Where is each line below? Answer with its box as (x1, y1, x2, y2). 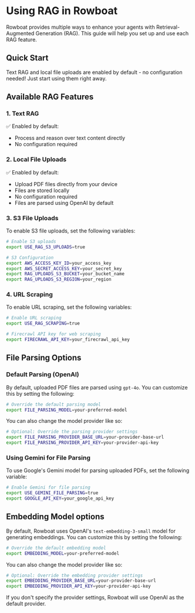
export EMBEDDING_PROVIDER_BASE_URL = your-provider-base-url (6, 578, 157, 584)
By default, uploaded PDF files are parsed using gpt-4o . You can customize (6, 383, 188, 391)
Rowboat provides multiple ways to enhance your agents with (6, 23, 155, 31)
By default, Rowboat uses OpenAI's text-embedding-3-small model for (6, 527, 176, 534)
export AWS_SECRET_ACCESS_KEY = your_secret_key (6, 265, 122, 271)
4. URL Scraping (6, 291, 53, 299)
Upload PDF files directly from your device (14, 180, 117, 187)
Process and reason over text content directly (14, 134, 125, 142)
